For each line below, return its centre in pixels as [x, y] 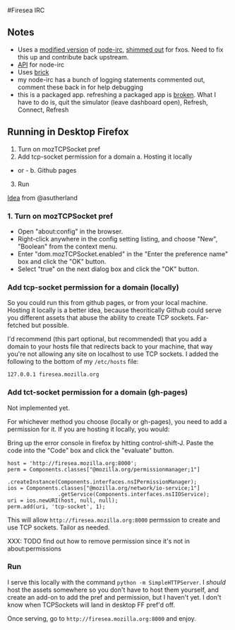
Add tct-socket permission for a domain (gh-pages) [98, 392]
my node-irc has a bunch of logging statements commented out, [111, 79]
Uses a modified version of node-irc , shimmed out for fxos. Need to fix [120, 50]
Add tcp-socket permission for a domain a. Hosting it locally [105, 156]
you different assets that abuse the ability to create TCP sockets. [101, 318]
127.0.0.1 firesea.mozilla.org [53, 374]
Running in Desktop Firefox [68, 132]
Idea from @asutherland [42, 197]
